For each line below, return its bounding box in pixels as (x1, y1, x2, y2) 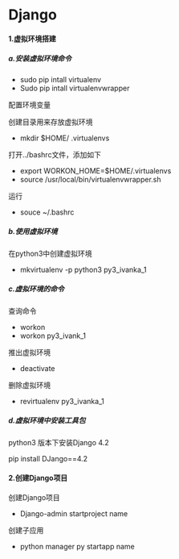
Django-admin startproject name (19, 508, 128, 518)
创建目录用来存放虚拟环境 (8, 117, 93, 127)
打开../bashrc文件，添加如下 (8, 149, 102, 159)
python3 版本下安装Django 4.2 (8, 437, 110, 447)
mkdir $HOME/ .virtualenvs (19, 133, 110, 143)
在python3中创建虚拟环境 (8, 248, 92, 258)
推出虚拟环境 (8, 347, 51, 357)
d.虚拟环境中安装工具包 (8, 415, 86, 425)
